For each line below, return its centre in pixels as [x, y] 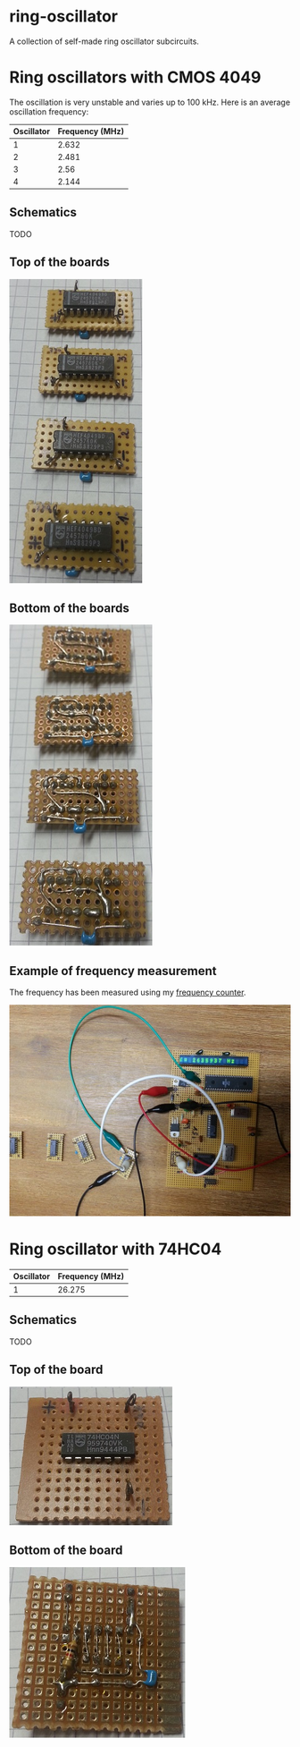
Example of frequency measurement [113, 971]
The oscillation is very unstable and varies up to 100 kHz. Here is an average [150, 102]
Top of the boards [59, 263]
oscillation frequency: [49, 111]
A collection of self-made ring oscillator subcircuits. [104, 41]
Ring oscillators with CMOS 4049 [135, 77]
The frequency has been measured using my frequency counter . [128, 992]
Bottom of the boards [69, 608]
